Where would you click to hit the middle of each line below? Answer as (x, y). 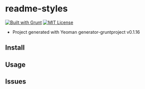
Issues (16, 82)
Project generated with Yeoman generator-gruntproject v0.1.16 (76, 32)
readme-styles (37, 9)
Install (15, 48)
